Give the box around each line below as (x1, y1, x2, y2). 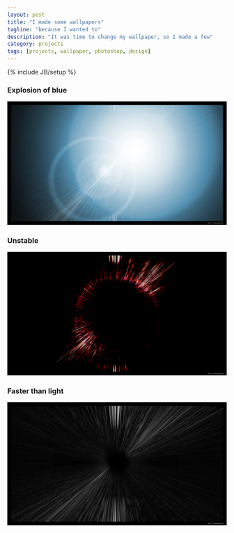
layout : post (7, 11, 45, 18)
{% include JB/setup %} (7, 68, 77, 76)
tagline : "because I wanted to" (7, 26, 101, 33)
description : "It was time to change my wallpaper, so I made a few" (7, 33, 214, 40)
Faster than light (7, 386, 64, 396)
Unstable (7, 235, 39, 245)
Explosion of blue (7, 85, 68, 95)
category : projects (7, 40, 64, 48)
